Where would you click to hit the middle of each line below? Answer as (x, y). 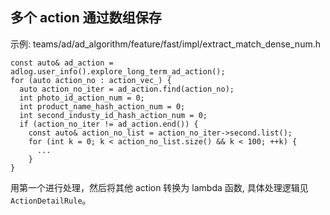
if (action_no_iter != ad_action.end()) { (109, 124)
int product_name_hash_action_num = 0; (102, 106)
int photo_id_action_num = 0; (82, 98)
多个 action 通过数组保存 (86, 18)
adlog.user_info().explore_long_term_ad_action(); (118, 71)
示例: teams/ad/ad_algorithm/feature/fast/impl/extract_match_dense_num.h (165, 44)
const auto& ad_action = (62, 63)
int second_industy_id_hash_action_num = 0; (113, 115)
